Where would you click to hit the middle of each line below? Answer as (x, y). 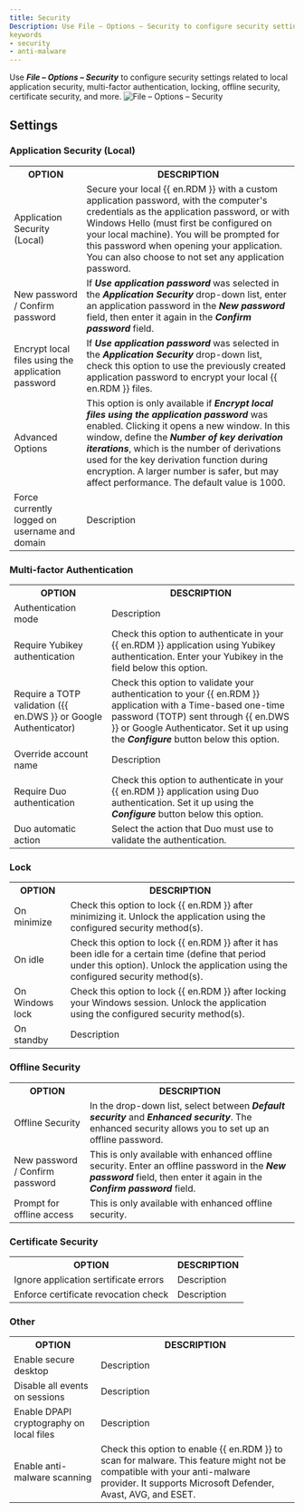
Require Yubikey (48, 645)
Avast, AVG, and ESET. (148, 1495)
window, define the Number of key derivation (185, 437)
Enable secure (44, 1360)
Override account (51, 754)
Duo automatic (45, 829)
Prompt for (37, 1203)
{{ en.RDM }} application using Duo (185, 791)
